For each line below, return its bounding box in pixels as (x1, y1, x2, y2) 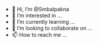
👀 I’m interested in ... (11, 12, 62, 19)
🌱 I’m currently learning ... (11, 18, 75, 25)
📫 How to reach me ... (11, 32, 67, 38)
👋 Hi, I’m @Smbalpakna (11, 6, 69, 12)
